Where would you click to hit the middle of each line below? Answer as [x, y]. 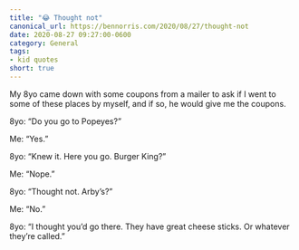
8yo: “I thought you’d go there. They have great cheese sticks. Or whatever [149, 226]
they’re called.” [38, 236]
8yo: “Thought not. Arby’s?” [61, 191]
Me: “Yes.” [29, 139]
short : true [32, 69]
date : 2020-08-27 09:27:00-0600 [70, 34]
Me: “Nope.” [33, 174]
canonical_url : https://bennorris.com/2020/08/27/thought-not [129, 26]
